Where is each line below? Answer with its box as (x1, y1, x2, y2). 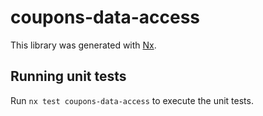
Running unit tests (10, 68, 127, 85)
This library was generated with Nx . (10, 39, 157, 51)
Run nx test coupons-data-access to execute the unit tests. (10, 94, 254, 106)
